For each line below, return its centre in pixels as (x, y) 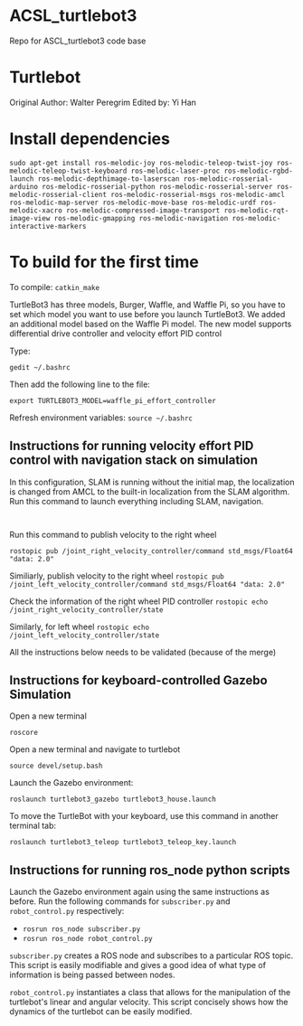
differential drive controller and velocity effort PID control (116, 333)
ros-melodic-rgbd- (259, 171)
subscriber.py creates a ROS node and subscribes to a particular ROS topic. (151, 955)
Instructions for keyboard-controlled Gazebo (139, 680)
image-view (30, 218)
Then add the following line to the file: (80, 384)
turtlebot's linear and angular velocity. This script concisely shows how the (149, 1002)
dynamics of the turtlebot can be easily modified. (101, 1012)
